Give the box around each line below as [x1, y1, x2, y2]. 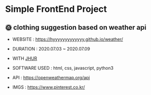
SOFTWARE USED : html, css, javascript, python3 [12, 65, 114, 71]
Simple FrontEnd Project [5, 3, 107, 15]
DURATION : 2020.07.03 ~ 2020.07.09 [12, 46, 90, 51]
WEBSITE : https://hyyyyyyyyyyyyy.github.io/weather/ [12, 36, 123, 42]
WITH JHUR [12, 55, 37, 61]
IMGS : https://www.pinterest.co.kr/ [12, 84, 85, 90]
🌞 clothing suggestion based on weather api [5, 23, 147, 32]
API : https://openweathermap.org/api [12, 75, 90, 80]
